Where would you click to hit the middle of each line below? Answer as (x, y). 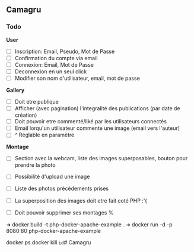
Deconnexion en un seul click (51, 71)
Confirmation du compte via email (56, 58)
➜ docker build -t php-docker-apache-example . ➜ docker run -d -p (90, 224)
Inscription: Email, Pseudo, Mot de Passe (65, 51)
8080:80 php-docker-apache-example (54, 231)
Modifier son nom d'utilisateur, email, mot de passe (77, 78)
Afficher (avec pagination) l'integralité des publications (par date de (97, 108)
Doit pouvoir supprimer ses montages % (64, 212)
